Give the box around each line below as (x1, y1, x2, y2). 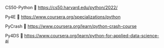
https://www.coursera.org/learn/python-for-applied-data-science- (24, 33, 159, 38)
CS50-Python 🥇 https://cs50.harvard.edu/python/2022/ (5, 5, 118, 10)
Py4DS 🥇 (5, 33, 24, 38)
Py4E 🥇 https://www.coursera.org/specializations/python (5, 14, 121, 19)
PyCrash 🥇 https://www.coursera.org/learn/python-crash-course (5, 23, 137, 29)
